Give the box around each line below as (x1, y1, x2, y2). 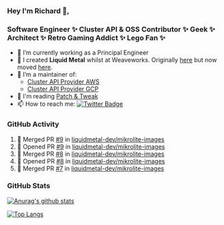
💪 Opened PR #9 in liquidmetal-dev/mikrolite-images (16, 142, 165, 150)
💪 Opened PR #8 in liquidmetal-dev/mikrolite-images (16, 157, 165, 165)
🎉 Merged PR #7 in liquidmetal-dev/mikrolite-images (16, 164, 165, 172)
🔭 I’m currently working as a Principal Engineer (16, 49, 149, 57)
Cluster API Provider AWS (27, 78, 100, 86)
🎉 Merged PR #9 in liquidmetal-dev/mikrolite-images (16, 135, 165, 143)
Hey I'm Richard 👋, (7, 6, 70, 16)
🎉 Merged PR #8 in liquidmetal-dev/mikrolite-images (16, 150, 165, 158)
